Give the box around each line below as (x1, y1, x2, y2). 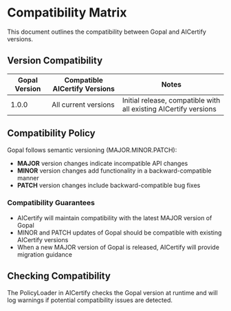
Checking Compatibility (7, 270, 111, 282)
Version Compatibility (7, 55, 103, 67)
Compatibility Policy (7, 127, 96, 139)
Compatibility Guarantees (7, 198, 95, 208)
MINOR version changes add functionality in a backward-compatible (16, 167, 212, 175)
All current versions (51, 100, 115, 109)
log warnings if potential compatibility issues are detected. (7, 296, 173, 304)
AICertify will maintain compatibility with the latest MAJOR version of (16, 213, 212, 222)
